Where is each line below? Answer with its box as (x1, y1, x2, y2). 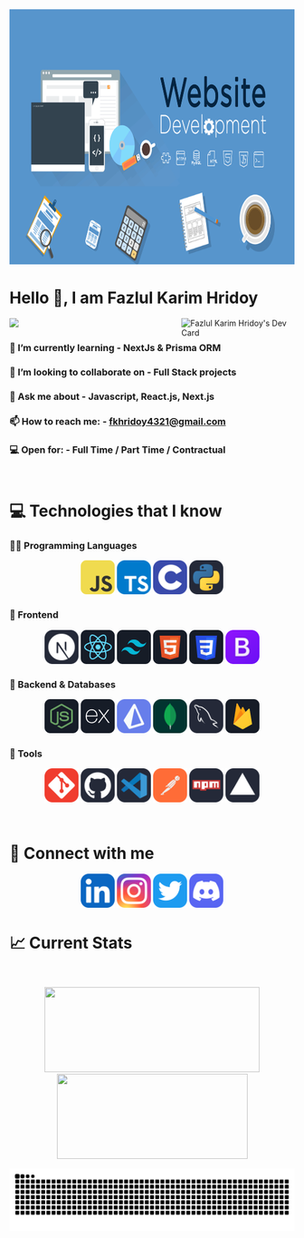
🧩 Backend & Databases (9, 677, 116, 690)
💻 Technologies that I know (9, 501, 223, 522)
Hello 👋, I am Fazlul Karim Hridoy (9, 288, 259, 308)
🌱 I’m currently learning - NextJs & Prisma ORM (9, 341, 222, 354)
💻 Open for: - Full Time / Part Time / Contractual (9, 444, 226, 456)
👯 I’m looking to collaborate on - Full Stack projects (9, 366, 237, 378)
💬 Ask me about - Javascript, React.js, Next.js (9, 390, 215, 403)
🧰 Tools (9, 747, 43, 760)
